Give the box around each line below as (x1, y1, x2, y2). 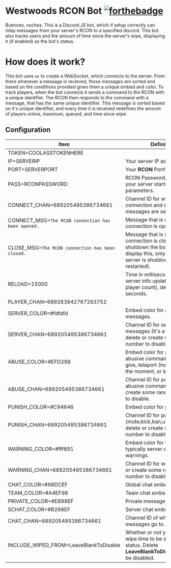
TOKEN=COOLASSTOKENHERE (8, 149, 84, 156)
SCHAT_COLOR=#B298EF (8, 506, 70, 513)
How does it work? (5, 56, 85, 68)
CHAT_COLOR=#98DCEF (8, 481, 68, 488)
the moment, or (125, 367, 162, 374)
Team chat (125, 489, 151, 496)
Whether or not (125, 529, 162, 536)
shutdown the (125, 244, 158, 251)
